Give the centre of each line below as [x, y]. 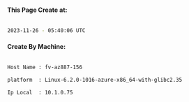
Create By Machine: [37, 46]
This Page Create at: [37, 10]
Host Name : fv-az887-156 [45, 67]
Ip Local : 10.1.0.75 [40, 93]
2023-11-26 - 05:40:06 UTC [46, 31]
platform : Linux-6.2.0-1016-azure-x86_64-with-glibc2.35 [95, 80]
